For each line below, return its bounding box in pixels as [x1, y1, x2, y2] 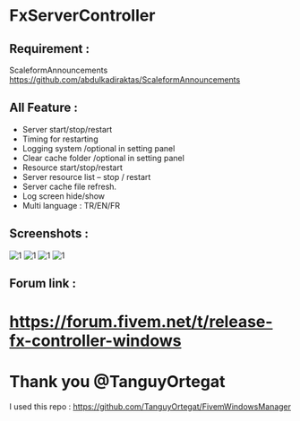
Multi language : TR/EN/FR [21, 200, 121, 210]
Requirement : [9, 41, 90, 56]
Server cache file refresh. [21, 181, 117, 192]
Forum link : [9, 276, 76, 291]
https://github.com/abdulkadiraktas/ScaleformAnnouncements [9, 74, 241, 85]
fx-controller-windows [9, 331, 182, 351]
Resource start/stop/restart [21, 162, 123, 173]
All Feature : [9, 100, 78, 116]
